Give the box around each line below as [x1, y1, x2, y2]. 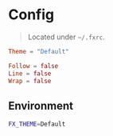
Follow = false [8, 62, 59, 70]
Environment [8, 98, 74, 113]
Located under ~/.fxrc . [27, 32, 105, 42]
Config [8, 6, 54, 24]
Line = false [8, 70, 52, 78]
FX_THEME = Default [8, 120, 66, 129]
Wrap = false [8, 77, 52, 85]
